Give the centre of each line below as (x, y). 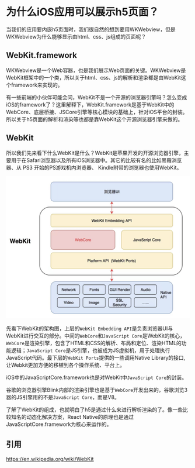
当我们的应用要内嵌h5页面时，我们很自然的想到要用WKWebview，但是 (91, 29)
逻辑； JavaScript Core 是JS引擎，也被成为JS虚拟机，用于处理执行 (90, 350)
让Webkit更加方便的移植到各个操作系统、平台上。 (66, 365)
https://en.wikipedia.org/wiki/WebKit (50, 459)
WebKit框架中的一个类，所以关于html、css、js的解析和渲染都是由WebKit (93, 77)
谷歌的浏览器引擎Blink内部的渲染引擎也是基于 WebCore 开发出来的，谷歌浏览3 (97, 390)
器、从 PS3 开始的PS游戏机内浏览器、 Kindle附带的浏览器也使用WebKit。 (94, 167)
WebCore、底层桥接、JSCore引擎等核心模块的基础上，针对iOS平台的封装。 (97, 112)
